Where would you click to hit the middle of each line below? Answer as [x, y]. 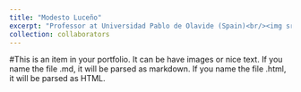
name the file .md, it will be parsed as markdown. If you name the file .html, [148, 69]
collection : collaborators [60, 34]
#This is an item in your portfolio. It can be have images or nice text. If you [146, 60]
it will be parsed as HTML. [57, 79]
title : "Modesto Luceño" [56, 17]
